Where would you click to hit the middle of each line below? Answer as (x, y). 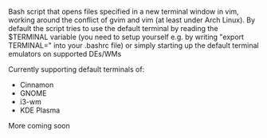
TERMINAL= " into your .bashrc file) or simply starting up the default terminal (133, 45)
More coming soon (39, 126)
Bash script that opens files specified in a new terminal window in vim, (124, 12)
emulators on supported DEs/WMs (65, 54)
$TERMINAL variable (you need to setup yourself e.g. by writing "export (126, 37)
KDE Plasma (40, 110)
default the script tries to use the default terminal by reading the (113, 28)
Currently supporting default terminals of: (77, 69)
